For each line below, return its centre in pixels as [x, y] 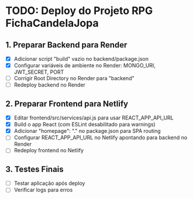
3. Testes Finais [35, 169]
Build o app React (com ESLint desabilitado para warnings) [85, 125]
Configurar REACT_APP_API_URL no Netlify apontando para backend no [101, 138]
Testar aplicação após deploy [49, 183]
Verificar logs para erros [43, 190]
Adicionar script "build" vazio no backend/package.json [81, 59]
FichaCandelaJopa [52, 23]
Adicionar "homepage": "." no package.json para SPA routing [87, 131]
